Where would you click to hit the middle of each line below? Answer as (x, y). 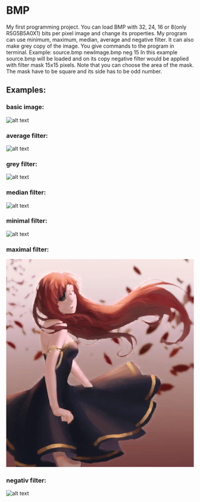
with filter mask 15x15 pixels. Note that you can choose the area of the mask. (100, 65)
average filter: (27, 135)
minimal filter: (27, 221)
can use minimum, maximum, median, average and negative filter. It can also (100, 39)
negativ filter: (26, 480)
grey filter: (22, 164)
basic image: (25, 107)
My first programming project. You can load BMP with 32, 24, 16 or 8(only (96, 27)
